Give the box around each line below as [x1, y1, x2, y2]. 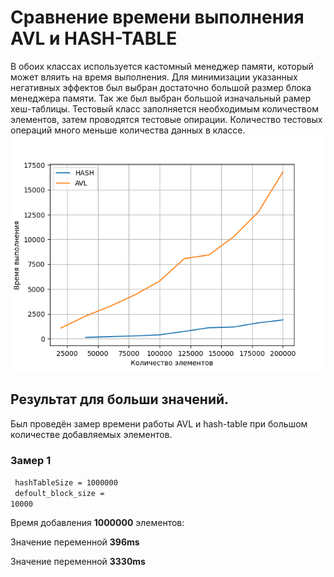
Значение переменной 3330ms [10, 556, 146, 568]
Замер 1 [10, 453, 52, 467]
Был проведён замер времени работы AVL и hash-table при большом [10, 417, 308, 430]
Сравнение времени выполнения [10, 6, 305, 29]
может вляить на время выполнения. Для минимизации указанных [10, 71, 298, 83]
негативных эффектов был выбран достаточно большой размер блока [10, 81, 312, 93]
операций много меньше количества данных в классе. [10, 124, 246, 136]
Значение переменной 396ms [10, 536, 140, 548]
